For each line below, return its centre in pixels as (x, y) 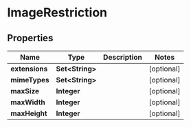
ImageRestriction (57, 13)
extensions (29, 69)
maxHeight (29, 113)
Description (123, 57)
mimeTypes (30, 80)
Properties (30, 38)
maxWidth (28, 102)
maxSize (25, 91)
